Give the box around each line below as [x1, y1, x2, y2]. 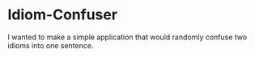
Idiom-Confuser [7, 6, 118, 24]
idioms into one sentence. [7, 40, 94, 50]
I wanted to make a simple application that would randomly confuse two [7, 32, 248, 42]
